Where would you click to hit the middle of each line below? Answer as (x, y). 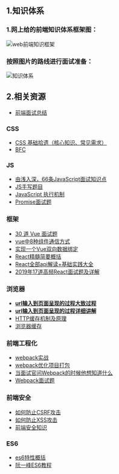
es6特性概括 (31, 457)
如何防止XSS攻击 (36, 420)
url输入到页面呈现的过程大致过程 (56, 303)
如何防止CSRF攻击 (38, 412)
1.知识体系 (25, 11)
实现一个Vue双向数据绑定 (47, 249)
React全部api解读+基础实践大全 (54, 264)
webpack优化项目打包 (42, 365)
